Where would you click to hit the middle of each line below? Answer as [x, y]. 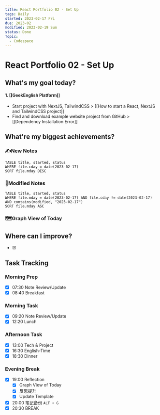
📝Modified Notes [25, 183]
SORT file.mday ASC [25, 206]
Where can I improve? [39, 236]
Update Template [36, 397]
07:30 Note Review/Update [39, 287]
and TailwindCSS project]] [38, 111]
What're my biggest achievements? [60, 136]
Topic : [12, 37]
